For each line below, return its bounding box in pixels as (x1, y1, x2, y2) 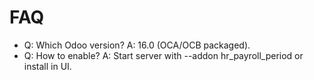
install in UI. (23, 60, 72, 72)
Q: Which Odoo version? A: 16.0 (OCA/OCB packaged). (23, 39, 251, 51)
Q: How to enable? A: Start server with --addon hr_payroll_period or (23, 49, 304, 61)
